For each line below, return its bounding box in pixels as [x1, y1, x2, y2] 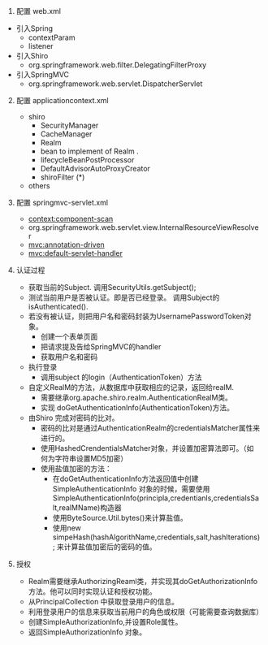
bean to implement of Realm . [40, 146, 140, 156]
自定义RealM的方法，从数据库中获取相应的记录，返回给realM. [28, 383, 234, 392]
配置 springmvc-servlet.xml [15, 197, 108, 207]
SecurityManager [40, 120, 99, 130]
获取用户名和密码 [40, 352, 98, 361]
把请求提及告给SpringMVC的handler [40, 342, 162, 351]
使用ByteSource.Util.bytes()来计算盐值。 [52, 513, 188, 522]
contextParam [28, 32, 76, 42]
